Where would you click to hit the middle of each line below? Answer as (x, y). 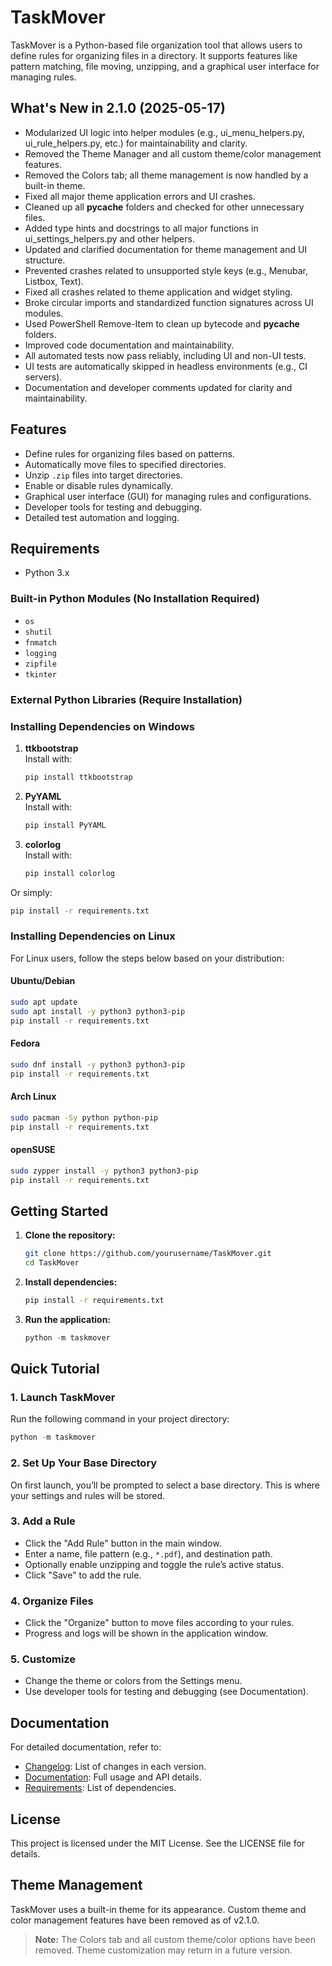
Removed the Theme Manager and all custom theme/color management (173, 153)
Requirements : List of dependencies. (100, 1788)
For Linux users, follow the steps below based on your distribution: (147, 958)
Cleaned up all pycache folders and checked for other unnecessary (164, 207)
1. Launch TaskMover (63, 1397)
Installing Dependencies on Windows (102, 726)
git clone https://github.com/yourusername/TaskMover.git (148, 1254)
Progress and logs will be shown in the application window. (146, 1633)
